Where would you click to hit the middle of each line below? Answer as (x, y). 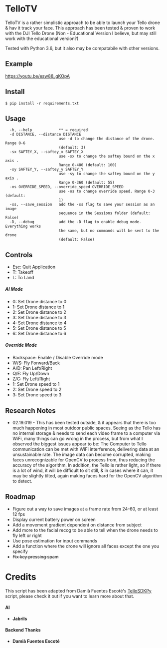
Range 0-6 (15, 143)
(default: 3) (72, 148)
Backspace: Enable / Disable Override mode (58, 358)
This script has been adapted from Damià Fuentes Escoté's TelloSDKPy (79, 590)
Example (19, 64)
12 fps (19, 514)
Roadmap (20, 497)
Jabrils (20, 618)
